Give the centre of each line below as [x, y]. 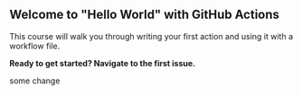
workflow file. [35, 46]
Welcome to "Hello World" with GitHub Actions [145, 15]
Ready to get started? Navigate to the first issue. [103, 63]
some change [35, 81]
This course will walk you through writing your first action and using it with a [151, 36]
